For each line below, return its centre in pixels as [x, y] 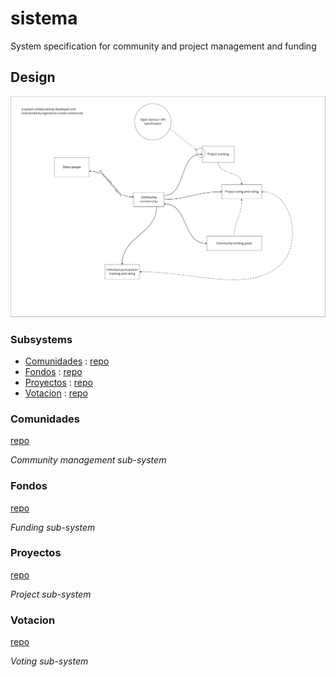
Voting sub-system [49, 661]
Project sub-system [51, 594]
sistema [44, 18]
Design [33, 77]
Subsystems [41, 339]
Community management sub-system [88, 460]
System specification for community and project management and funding [163, 46]
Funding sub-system [53, 527]
